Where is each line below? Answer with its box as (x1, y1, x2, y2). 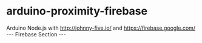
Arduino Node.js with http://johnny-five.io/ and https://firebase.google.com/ (6, 24, 196, 31)
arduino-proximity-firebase (6, 4, 147, 18)
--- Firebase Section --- (6, 30, 67, 38)
